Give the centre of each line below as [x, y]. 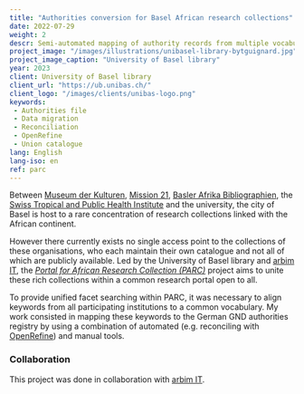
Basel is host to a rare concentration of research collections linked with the [148, 215]
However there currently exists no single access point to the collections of [148, 242]
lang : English [36, 152]
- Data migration [46, 119]
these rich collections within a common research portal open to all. [133, 280]
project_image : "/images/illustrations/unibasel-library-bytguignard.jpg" [153, 52]
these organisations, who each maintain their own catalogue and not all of [147, 251]
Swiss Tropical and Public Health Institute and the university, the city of [142, 205]
